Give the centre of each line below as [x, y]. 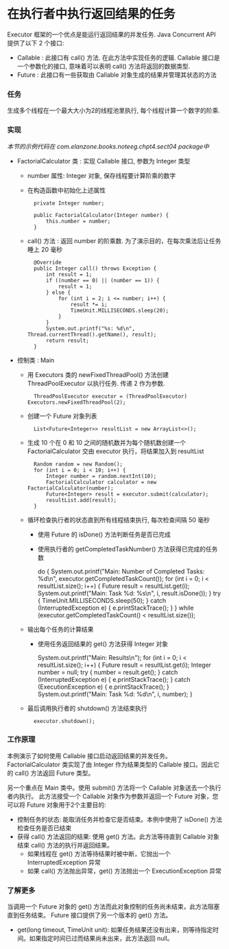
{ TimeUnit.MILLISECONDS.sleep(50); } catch [102, 600]
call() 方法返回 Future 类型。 [55, 773]
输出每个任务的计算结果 [60, 629]
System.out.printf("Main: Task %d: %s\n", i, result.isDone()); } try [129, 593]
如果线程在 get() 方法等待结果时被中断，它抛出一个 [99, 854]
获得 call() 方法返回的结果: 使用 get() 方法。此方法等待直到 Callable [111, 836]
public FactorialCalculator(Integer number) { [101, 215]
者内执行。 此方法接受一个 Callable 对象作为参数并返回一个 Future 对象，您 [113, 796]
